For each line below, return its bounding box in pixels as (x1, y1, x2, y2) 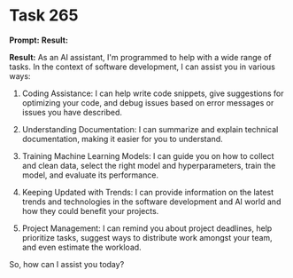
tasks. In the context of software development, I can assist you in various (9, 61, 276, 72)
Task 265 (9, 5, 79, 26)
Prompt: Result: (9, 35, 69, 45)
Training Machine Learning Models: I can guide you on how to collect (21, 150, 274, 161)
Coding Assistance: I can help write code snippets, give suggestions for (21, 88, 285, 99)
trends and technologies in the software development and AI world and (21, 196, 281, 207)
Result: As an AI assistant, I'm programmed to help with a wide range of (9, 52, 272, 62)
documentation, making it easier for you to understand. (21, 133, 223, 144)
